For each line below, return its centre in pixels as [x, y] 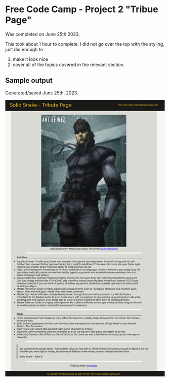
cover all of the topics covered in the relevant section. [69, 64]
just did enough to [24, 49]
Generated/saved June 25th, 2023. [42, 93]
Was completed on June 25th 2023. [42, 34]
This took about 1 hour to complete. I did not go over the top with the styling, [85, 44]
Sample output [29, 80]
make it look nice [30, 59]
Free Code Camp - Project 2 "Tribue [82, 9]
